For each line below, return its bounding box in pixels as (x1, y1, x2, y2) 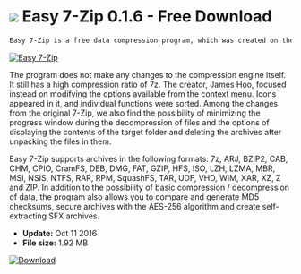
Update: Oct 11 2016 (21, 227, 98, 238)
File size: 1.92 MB (21, 237, 89, 248)
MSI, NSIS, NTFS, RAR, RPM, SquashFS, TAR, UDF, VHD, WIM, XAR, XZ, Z (9, 172, 281, 183)
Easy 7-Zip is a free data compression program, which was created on (9, 36, 279, 45)
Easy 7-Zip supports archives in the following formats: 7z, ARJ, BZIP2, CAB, (9, 153, 288, 164)
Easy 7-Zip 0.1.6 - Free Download (21, 6, 272, 27)
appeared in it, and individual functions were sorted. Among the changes (9, 98, 279, 108)
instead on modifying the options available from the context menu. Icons (9, 88, 277, 99)
